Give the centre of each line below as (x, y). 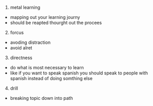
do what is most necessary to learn (47, 68)
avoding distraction (30, 42)
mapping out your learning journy (45, 17)
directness (21, 58)
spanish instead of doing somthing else (51, 78)
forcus (17, 32)
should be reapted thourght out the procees (56, 23)
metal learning (25, 7)
